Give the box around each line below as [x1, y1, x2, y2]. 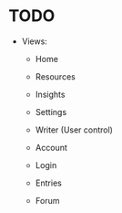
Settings [35, 106, 67, 117]
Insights [35, 89, 66, 100]
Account [35, 142, 67, 153]
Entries [35, 177, 63, 188]
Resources [35, 70, 76, 82]
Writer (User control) [35, 124, 113, 135]
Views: [21, 36, 47, 47]
